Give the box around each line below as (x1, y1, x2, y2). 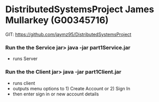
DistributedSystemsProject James (5, 4, 154, 15)
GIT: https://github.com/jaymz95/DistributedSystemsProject (5, 31, 131, 37)
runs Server (12, 56, 38, 62)
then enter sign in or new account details (12, 91, 99, 97)
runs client (12, 80, 35, 86)
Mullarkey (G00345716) (5, 14, 109, 26)
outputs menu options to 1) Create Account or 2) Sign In (12, 85, 130, 91)
